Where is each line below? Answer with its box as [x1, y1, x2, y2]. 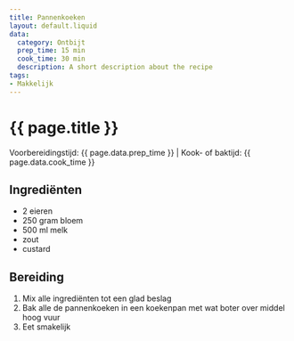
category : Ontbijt [17, 37, 86, 47]
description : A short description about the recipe [17, 63, 214, 72]
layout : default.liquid [9, 21, 98, 30]
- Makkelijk [9, 79, 53, 88]
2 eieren [21, 206, 53, 216]
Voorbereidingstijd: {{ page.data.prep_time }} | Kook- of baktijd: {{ [9, 147, 251, 158]
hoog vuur [21, 313, 61, 323]
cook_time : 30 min [17, 54, 86, 63]
